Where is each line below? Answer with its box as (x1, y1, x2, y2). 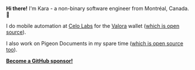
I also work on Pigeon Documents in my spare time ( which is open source (6, 40, 183, 47)
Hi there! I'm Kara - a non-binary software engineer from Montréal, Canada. (6, 5, 189, 12)
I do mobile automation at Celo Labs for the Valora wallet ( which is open (6, 23, 180, 29)
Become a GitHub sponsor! (6, 58, 73, 64)
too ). (6, 46, 18, 53)
